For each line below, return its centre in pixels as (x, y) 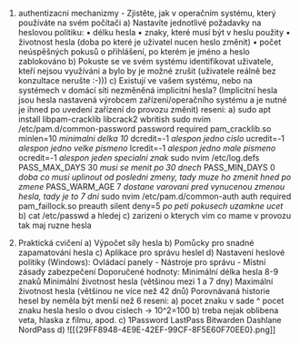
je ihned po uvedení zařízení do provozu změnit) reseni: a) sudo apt (144, 109)
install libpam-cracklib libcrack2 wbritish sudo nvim (115, 119)
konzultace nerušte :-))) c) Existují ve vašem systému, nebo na (135, 80)
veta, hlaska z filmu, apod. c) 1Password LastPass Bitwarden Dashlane (150, 320)
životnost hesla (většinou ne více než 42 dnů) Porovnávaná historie (144, 291)
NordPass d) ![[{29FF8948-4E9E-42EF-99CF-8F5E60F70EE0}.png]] (147, 329)
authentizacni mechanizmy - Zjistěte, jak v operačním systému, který (147, 13)
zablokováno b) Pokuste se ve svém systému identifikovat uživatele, (146, 61)
